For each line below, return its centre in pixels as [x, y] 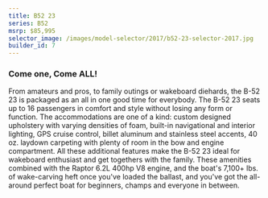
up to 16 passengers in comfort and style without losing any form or [121, 109]
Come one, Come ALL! [53, 74]
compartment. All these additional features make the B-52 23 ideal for [124, 151]
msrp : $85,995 [32, 31]
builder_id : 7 [32, 46]
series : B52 [28, 23]
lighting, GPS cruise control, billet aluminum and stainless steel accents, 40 [133, 134]
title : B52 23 [32, 16]
